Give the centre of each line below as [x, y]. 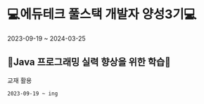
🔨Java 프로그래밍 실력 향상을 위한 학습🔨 [89, 62]
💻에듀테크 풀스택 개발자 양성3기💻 [102, 14]
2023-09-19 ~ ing [33, 94]
